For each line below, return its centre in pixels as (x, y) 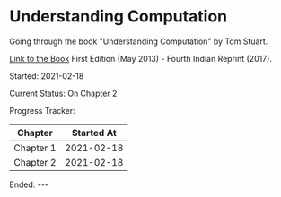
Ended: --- (29, 184)
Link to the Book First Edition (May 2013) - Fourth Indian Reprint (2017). (140, 58)
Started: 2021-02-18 (47, 76)
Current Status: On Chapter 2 (63, 93)
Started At (94, 133)
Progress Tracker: (43, 110)
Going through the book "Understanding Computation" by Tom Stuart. (139, 41)
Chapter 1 (35, 148)
